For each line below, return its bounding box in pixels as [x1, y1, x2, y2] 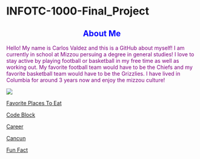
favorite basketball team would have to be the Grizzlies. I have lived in [6, 70, 181, 77]
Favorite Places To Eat [6, 100, 62, 106]
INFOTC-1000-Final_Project [6, 4, 150, 18]
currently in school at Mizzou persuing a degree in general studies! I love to [6, 51, 195, 58]
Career [6, 123, 24, 130]
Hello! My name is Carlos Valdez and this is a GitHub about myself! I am [6, 44, 185, 51]
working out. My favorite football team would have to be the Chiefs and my [6, 63, 193, 71]
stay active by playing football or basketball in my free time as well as [6, 57, 179, 64]
